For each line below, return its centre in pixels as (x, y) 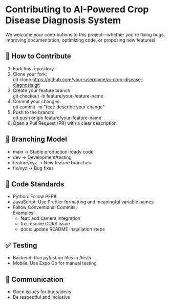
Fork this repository (33, 68)
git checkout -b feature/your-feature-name (58, 96)
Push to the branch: (34, 112)
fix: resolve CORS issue (45, 224)
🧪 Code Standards (35, 184)
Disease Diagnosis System (63, 20)
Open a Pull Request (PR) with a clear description (65, 123)
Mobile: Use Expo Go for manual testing (55, 263)
